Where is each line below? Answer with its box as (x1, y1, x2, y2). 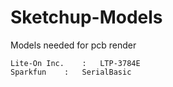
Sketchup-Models (10, 6, 163, 29)
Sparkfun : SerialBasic (10, 67, 132, 77)
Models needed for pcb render (10, 39, 137, 51)
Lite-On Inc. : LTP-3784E (10, 58, 141, 68)
